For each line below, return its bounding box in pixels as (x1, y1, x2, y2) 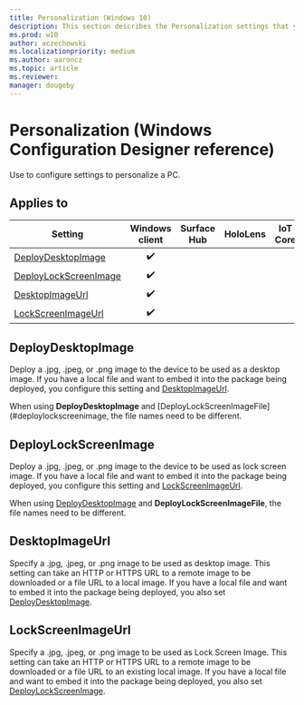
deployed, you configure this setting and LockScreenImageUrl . (9, 480, 243, 491)
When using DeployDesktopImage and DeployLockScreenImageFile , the (9, 498, 282, 508)
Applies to (9, 195, 69, 211)
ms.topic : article (9, 64, 79, 73)
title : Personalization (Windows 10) (9, 13, 152, 23)
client (138, 233, 164, 246)
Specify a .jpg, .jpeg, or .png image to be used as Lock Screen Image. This (9, 646, 288, 658)
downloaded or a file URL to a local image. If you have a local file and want (9, 577, 288, 588)
